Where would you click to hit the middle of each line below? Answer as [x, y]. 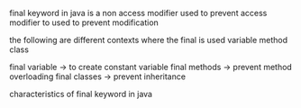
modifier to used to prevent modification [84, 22]
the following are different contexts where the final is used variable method [149, 40]
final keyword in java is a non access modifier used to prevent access [138, 13]
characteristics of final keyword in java [81, 94]
